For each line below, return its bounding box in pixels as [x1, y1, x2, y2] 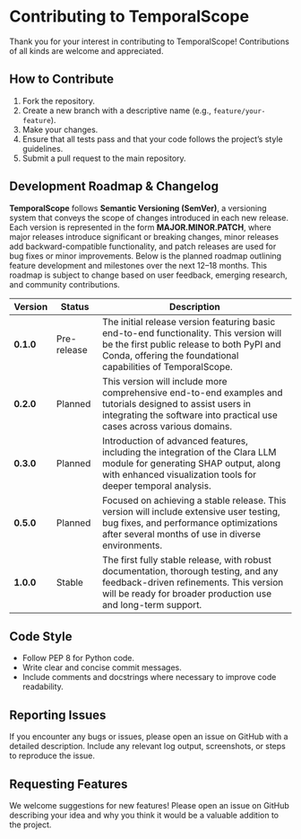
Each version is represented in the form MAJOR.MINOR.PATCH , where [9, 222, 271, 233]
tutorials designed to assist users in [101, 397, 252, 410]
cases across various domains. [101, 419, 233, 432]
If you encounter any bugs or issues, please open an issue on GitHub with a [9, 731, 288, 742]
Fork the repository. [21, 95, 96, 106]
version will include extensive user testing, [101, 505, 280, 517]
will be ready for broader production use [101, 587, 272, 599]
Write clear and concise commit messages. [21, 662, 182, 673]
